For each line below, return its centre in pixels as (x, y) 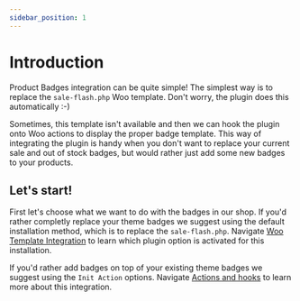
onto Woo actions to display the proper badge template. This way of (136, 133)
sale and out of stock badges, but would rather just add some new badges (147, 152)
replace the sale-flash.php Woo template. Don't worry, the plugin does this (150, 96)
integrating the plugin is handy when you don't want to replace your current (150, 143)
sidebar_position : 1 (48, 18)
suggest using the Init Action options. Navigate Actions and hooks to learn (150, 278)
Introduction (57, 62)
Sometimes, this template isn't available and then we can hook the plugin (145, 123)
